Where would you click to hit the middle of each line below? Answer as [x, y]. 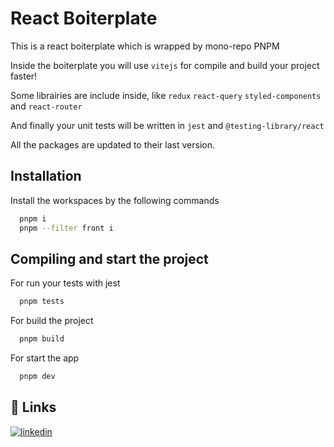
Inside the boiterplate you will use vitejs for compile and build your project [165, 65]
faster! [24, 76]
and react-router [46, 106]
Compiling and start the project [109, 258]
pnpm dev [37, 377]
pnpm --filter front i [66, 228]
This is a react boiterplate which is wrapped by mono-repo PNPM [145, 46]
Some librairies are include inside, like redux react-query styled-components [166, 95]
